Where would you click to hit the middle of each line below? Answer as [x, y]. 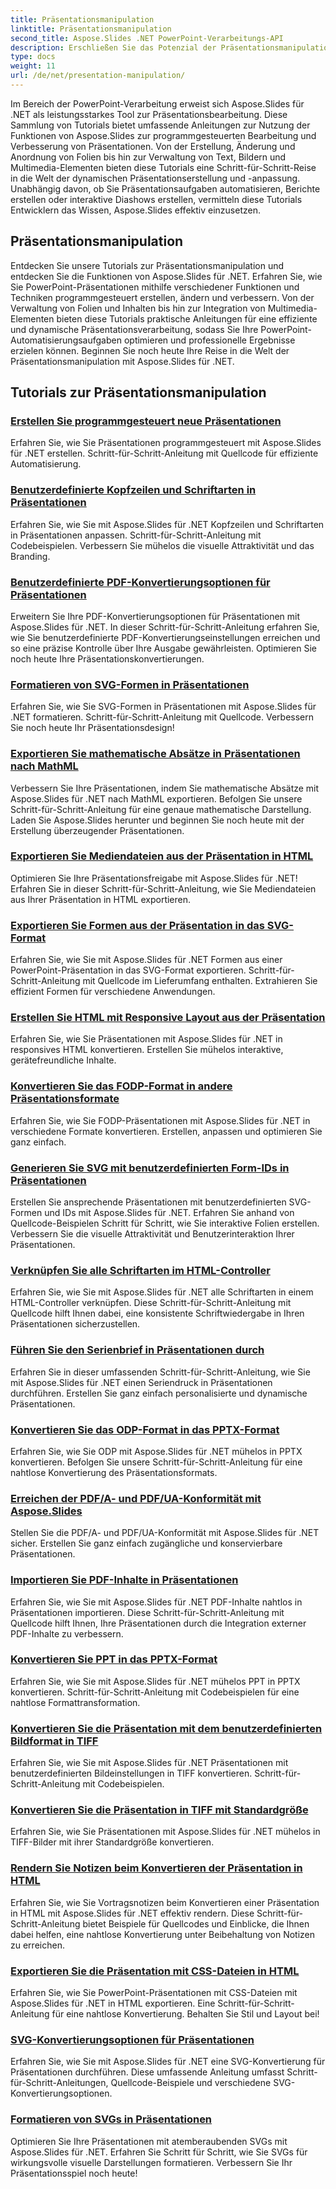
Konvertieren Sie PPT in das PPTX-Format [114, 1659]
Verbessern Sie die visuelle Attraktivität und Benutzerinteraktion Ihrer [152, 1234]
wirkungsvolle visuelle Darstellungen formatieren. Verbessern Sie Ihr [151, 2162]
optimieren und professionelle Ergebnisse [209, 340]
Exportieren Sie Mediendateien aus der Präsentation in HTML [162, 856]
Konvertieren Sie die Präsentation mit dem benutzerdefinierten [166, 1728]
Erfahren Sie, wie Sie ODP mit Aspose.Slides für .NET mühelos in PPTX [156, 1451]
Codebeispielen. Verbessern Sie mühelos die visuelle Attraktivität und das [162, 545]
